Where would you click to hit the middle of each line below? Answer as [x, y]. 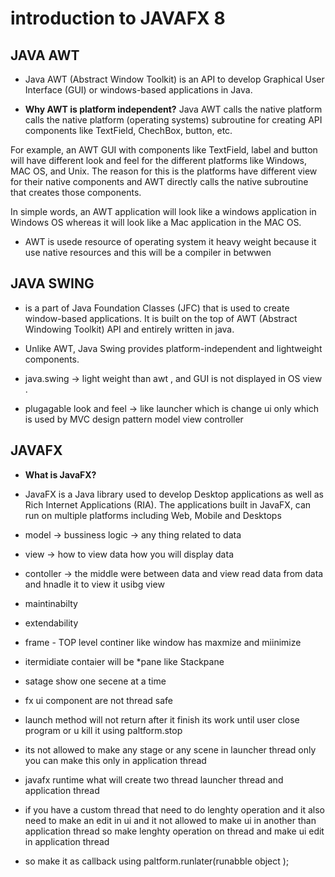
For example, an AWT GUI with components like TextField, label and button [164, 150]
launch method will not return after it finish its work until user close [162, 719]
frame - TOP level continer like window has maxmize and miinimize [163, 642]
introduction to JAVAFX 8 [118, 18]
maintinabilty [51, 603]
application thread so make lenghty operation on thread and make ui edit [174, 831]
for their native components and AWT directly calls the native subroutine [159, 181]
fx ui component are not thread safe [98, 700]
